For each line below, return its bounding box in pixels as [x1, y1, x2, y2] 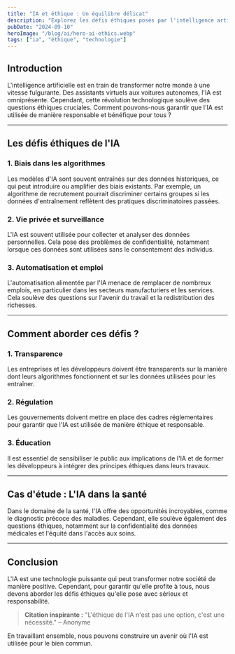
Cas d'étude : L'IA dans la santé [7, 488, 148, 500]
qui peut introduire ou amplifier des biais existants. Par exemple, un [7, 182, 201, 190]
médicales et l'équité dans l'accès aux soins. [7, 529, 136, 538]
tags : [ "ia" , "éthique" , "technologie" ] [7, 36, 127, 43]
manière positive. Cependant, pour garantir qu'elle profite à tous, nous [7, 583, 210, 591]
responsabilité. [7, 597, 50, 606]
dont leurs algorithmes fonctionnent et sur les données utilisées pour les [7, 372, 216, 381]
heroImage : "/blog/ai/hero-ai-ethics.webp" [7, 29, 136, 37]
